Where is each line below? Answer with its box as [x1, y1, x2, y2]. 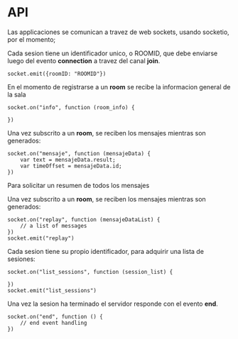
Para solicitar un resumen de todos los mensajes [7, 181, 150, 189]
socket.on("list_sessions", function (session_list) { [7, 268, 173, 275]
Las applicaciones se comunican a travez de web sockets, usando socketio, [7, 28, 229, 36]
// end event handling [20, 319, 87, 326]
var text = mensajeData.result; [20, 156, 116, 163]
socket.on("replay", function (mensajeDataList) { [7, 216, 161, 223]
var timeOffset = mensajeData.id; [20, 162, 122, 169]
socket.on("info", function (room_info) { [7, 104, 135, 111]
